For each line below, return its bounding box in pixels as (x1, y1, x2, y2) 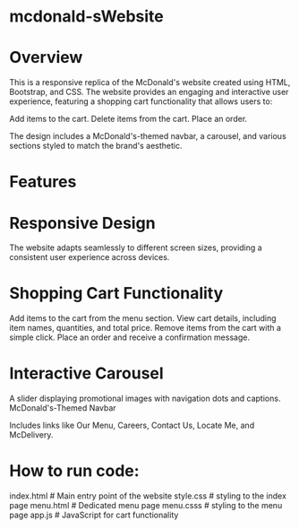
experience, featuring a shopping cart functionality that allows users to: (9, 96, 273, 107)
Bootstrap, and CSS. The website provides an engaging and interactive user (9, 87, 289, 98)
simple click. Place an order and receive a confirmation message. (9, 332, 251, 343)
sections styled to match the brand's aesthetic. (9, 141, 183, 152)
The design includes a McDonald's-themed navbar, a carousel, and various (9, 131, 286, 142)
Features (9, 172, 77, 192)
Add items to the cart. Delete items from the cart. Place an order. (9, 114, 248, 125)
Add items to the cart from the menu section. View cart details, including (9, 313, 277, 324)
